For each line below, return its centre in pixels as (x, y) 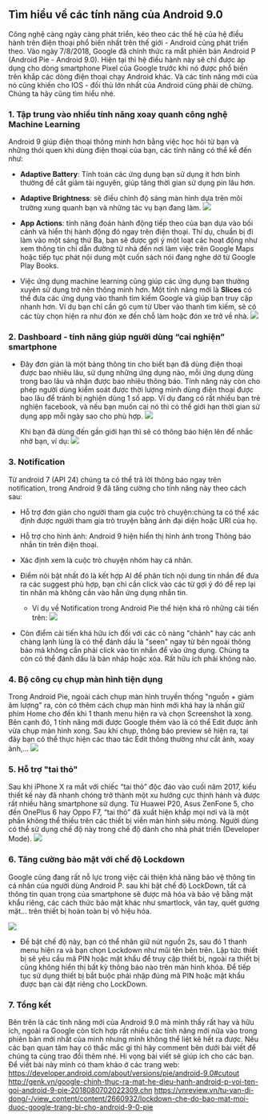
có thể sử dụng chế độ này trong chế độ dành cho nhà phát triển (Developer (134, 830)
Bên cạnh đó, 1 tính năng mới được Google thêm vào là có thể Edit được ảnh (133, 722)
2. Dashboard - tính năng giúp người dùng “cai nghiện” (117, 337)
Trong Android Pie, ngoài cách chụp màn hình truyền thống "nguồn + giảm (131, 696)
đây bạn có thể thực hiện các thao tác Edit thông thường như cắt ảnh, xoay (131, 739)
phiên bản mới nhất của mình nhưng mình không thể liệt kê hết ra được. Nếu (133, 1039)
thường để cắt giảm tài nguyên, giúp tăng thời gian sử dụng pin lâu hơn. (138, 183)
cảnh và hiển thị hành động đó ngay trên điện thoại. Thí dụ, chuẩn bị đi (136, 232)
